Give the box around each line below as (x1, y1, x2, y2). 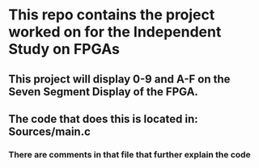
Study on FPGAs (8, 40, 120, 58)
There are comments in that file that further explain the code (8, 149, 251, 160)
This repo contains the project (8, 6, 215, 24)
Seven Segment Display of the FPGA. (8, 85, 198, 99)
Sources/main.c (8, 124, 91, 138)
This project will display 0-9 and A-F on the (8, 72, 231, 86)
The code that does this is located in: (8, 111, 198, 126)
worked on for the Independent (8, 23, 222, 41)
